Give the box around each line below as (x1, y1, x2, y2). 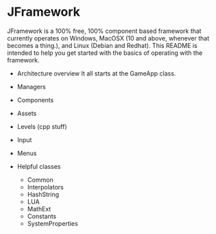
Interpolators (27, 183, 64, 191)
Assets (16, 109, 37, 117)
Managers (16, 82, 46, 91)
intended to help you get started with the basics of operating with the (7, 49, 203, 57)
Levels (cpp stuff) (16, 122, 67, 130)
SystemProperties (27, 219, 78, 227)
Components (16, 95, 54, 104)
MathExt (27, 204, 51, 213)
